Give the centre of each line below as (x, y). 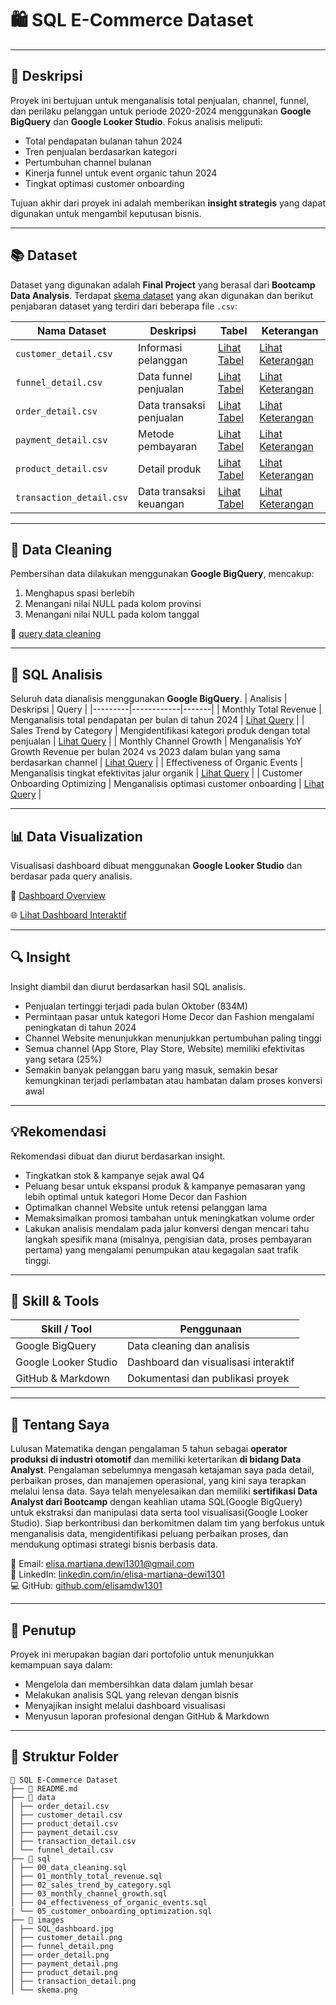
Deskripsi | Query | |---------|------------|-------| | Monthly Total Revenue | (166, 709)
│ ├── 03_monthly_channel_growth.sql (89, 1893)
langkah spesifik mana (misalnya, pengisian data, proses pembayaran (168, 1239)
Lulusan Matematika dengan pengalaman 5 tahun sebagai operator (149, 1449)
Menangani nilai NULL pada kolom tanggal (112, 614)
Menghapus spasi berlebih (79, 593)
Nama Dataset (71, 330)
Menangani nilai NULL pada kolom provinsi (113, 604)
